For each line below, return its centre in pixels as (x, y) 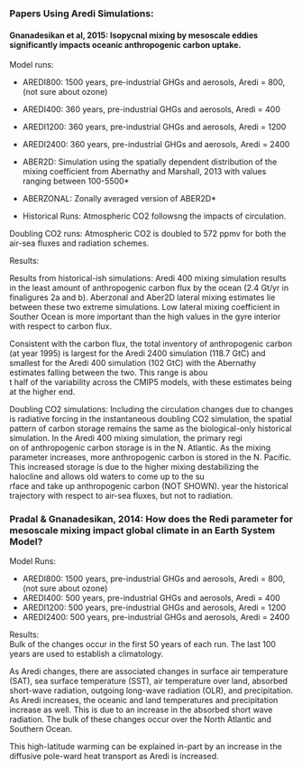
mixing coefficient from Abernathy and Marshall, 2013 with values (144, 172)
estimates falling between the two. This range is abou (109, 372)
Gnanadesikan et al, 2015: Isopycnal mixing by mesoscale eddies (134, 35)
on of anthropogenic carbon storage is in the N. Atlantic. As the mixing (140, 448)
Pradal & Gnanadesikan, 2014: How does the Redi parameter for (151, 520)
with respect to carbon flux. (61, 326)
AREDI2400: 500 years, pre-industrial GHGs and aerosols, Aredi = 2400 (156, 617)
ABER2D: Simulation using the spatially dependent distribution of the (150, 162)
